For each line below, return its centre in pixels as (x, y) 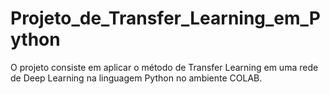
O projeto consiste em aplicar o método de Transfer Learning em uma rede (164, 67)
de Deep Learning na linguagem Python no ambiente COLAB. (136, 78)
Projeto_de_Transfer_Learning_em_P (166, 18)
